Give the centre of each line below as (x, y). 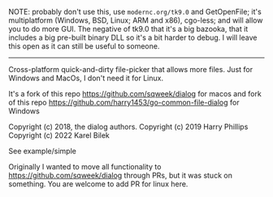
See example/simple (43, 151)
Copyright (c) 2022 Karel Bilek (59, 135)
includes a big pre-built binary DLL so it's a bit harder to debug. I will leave (133, 37)
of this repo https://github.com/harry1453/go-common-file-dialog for (124, 102)
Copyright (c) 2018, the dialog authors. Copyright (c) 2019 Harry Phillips (128, 126)
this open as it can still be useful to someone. (84, 46)
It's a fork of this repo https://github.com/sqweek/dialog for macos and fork (135, 94)
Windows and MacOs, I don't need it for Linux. (86, 78)
